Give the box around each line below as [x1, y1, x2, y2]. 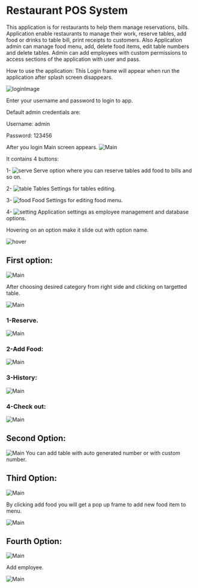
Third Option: [6, 473, 57, 483]
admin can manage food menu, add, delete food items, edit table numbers [6, 43, 190, 50]
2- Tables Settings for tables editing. [6, 185, 116, 192]
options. [6, 214, 27, 221]
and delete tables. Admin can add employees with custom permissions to [6, 49, 187, 56]
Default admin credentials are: [6, 108, 81, 116]
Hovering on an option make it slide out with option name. [6, 226, 149, 234]
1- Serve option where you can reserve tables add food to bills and [6, 167, 192, 174]
